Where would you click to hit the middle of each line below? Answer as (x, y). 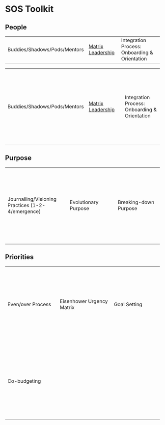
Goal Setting (128, 304)
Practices (18, 206)
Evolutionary (84, 202)
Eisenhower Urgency (84, 301)
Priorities (19, 257)
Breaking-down (136, 202)
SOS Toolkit (29, 9)
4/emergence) (24, 212)
